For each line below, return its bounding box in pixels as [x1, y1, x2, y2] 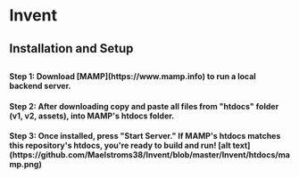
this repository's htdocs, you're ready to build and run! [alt [9, 140, 231, 151]
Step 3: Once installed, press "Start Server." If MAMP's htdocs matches [9, 131, 281, 142]
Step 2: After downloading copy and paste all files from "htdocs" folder [9, 101, 279, 111]
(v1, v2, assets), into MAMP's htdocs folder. [9, 110, 175, 121]
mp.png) [9, 159, 42, 170]
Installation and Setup [9, 41, 134, 56]
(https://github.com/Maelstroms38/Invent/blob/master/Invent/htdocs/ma [9, 150, 290, 160]
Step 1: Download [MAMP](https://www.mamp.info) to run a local [9, 70, 256, 81]
